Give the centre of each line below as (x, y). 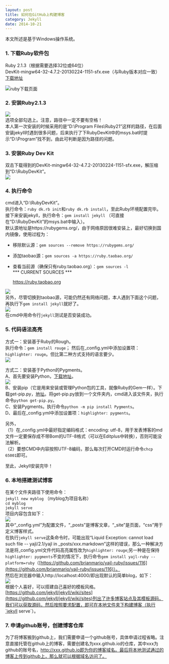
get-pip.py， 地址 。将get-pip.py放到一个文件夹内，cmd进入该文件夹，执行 (87, 394)
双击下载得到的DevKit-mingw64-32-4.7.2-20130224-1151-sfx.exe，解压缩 (82, 165)
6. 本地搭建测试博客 (29, 480)
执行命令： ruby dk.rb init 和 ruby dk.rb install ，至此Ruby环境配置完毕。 (83, 209)
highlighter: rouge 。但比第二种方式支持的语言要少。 (61, 354)
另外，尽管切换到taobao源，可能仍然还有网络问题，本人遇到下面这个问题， (83, 297)
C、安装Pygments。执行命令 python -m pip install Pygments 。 (71, 406)
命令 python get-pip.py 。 (31, 400)
